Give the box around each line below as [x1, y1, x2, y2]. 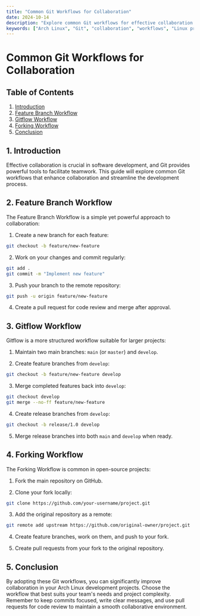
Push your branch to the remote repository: [14, 281, 121, 289]
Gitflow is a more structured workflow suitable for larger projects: [6, 337, 167, 344]
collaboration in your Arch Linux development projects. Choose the [6, 584, 171, 592]
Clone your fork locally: [14, 489, 73, 496]
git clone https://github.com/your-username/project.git [6, 500, 151, 506]
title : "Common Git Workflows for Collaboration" [6, 8, 132, 15]
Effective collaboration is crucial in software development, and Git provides [6, 161, 190, 169]
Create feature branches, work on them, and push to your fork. [14, 533, 169, 540]
